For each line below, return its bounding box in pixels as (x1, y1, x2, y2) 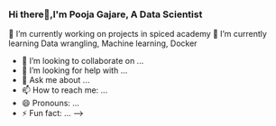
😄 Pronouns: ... (21, 98, 80, 109)
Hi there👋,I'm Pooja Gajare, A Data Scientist (8, 8, 203, 21)
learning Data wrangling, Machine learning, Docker (8, 38, 198, 49)
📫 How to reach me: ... (21, 85, 108, 95)
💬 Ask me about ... (21, 75, 90, 85)
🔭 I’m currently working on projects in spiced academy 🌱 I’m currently (8, 29, 268, 40)
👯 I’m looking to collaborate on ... (21, 56, 144, 67)
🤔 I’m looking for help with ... (21, 65, 128, 76)
